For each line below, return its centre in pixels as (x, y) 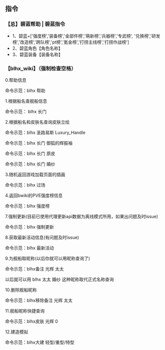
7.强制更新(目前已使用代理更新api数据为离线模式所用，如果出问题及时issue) (82, 216)
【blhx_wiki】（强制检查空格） (41, 68)
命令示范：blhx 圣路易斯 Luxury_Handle (45, 132)
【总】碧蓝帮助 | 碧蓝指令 (35, 24)
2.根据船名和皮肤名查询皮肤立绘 (38, 122)
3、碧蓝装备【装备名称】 (38, 54)
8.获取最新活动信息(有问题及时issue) (42, 237)
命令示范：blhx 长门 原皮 (30, 153)
